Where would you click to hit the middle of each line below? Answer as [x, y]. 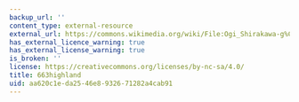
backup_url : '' [37, 17]
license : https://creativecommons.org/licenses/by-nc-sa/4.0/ [127, 67]
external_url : [36, 34]
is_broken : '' [36, 59]
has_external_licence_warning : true [77, 42]
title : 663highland [45, 75]
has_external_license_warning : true [77, 51]
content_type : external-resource [71, 26]
